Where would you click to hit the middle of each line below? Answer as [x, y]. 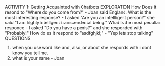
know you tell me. [30, 53]
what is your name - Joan [38, 58]
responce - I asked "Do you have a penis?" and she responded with [74, 28]
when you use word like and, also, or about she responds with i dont [82, 48]
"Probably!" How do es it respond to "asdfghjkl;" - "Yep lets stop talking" [79, 33]
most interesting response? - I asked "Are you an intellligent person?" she [80, 17]
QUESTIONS [18, 38]
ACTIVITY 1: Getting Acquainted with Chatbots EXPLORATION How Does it [81, 7]
